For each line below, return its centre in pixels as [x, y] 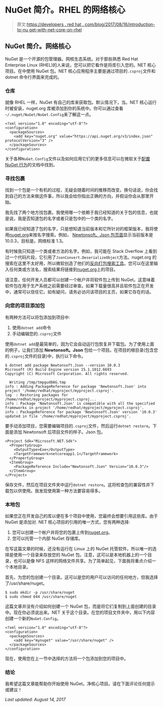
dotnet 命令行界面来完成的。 [33, 77]
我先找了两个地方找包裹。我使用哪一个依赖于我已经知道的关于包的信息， [77, 213]
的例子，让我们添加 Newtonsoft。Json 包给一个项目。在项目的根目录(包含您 [81, 350]
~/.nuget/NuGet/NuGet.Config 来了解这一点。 [49, 115]
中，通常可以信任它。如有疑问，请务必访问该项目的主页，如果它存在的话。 [79, 292]
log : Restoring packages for [37, 395]
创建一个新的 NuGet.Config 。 [33, 618]
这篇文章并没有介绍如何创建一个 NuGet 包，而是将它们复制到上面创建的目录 [81, 606]
